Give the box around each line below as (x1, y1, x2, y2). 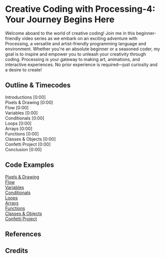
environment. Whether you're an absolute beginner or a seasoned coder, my (5, 46, 160, 52)
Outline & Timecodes (5, 81, 71, 90)
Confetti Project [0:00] (5, 141, 51, 147)
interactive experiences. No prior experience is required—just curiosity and (5, 62, 158, 67)
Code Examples (5, 161, 54, 169)
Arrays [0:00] (5, 126, 33, 131)
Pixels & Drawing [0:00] (5, 99, 53, 105)
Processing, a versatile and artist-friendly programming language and (5, 40, 146, 46)
